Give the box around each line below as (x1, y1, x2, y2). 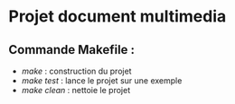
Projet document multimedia (8, 6, 227, 27)
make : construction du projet (21, 65, 132, 76)
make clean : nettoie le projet (21, 85, 131, 95)
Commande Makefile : (8, 42, 136, 57)
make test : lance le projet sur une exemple (21, 75, 183, 86)
